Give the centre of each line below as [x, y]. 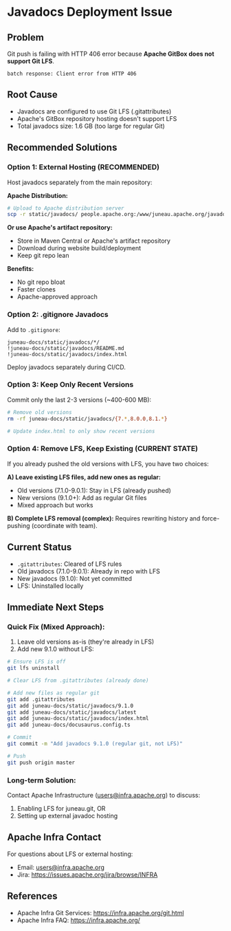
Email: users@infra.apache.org [61, 867]
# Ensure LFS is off [37, 662]
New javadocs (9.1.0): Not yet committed [74, 578]
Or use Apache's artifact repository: [60, 228]
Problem [26, 37]
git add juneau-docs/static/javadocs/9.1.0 [70, 705]
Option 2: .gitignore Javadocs [58, 315]
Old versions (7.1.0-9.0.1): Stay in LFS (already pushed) [94, 490]
